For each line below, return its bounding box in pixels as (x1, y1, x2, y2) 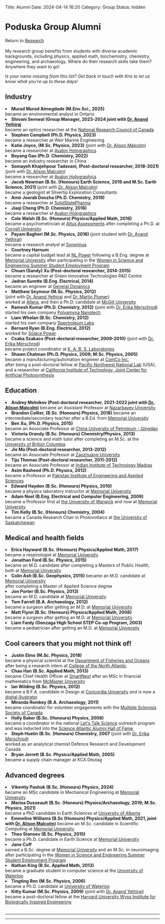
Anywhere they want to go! (5, 63, 60, 69)
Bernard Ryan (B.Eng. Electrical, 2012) (11, 325, 91, 331)
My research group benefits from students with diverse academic (5, 48, 138, 54)
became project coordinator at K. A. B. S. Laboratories (5, 346, 114, 352)
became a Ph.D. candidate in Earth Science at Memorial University (5, 837, 139, 842)
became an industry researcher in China (5, 158, 87, 164)
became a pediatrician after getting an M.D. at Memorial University (5, 625, 140, 631)
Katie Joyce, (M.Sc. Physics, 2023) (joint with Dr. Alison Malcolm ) (11, 142, 146, 148)
